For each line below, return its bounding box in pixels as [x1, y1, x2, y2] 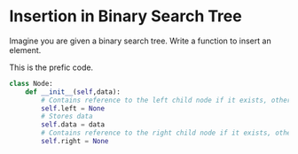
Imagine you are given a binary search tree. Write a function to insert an [9, 35, 272, 46]
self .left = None [41, 104, 105, 112]
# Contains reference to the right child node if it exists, [41, 128, 272, 138]
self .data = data [41, 120, 105, 129]
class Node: [9, 79, 53, 88]
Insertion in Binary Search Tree [9, 6, 242, 27]
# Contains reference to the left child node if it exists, [41, 96, 268, 104]
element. [9, 44, 42, 55]
